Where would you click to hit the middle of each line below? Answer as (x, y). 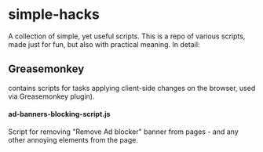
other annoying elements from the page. (73, 139)
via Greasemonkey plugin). (51, 96)
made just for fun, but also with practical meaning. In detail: (104, 44)
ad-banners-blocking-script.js (59, 114)
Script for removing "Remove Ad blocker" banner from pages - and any (123, 132)
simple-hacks (54, 14)
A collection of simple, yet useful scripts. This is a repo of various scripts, (127, 36)
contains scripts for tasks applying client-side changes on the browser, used (132, 88)
